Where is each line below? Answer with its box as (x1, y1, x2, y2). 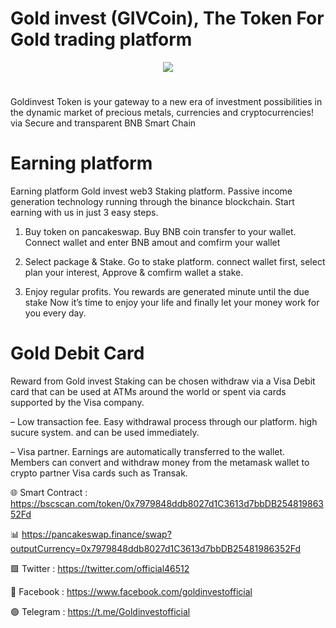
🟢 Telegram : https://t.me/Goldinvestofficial (10, 606, 191, 617)
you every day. (24, 307, 87, 319)
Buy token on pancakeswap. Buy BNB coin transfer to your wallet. (24, 226, 297, 238)
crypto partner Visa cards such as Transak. (10, 467, 188, 479)
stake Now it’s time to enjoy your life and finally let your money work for (24, 297, 320, 309)
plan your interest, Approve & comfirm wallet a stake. (24, 267, 244, 279)
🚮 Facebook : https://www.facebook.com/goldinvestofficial (10, 586, 253, 597)
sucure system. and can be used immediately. (10, 427, 200, 438)
